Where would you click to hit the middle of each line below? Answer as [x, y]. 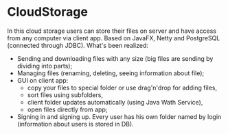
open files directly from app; [67, 109]
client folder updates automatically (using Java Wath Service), [115, 102]
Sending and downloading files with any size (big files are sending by [115, 58]
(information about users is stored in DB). [75, 124]
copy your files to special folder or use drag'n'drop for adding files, [122, 88]
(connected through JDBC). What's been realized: [78, 45]
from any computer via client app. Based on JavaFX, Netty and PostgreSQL [114, 38]
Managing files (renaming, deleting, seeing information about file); [111, 73]
